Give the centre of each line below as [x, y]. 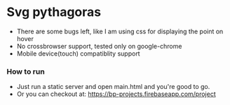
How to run [26, 72]
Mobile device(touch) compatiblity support [79, 54]
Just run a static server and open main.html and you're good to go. [113, 87]
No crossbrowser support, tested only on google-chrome [99, 46]
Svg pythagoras [54, 12]
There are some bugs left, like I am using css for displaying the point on [120, 31]
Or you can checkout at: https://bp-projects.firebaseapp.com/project [116, 94]
